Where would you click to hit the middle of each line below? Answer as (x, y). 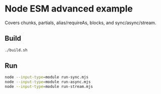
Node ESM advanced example (69, 9)
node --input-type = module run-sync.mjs (47, 77)
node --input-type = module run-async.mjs (48, 82)
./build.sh (16, 50)
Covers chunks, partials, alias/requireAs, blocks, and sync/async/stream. (80, 23)
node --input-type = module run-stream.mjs (49, 87)
